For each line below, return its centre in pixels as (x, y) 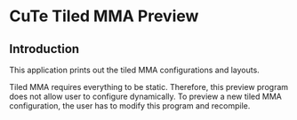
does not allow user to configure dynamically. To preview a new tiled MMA (145, 96)
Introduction (44, 49)
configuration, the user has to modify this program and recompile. (130, 106)
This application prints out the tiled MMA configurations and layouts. (134, 70)
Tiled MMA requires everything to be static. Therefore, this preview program (149, 87)
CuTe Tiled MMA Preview (104, 16)
